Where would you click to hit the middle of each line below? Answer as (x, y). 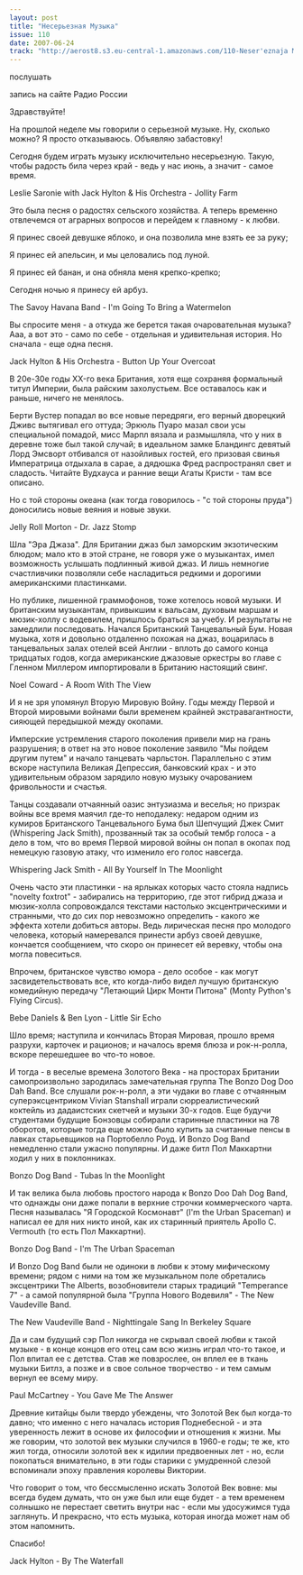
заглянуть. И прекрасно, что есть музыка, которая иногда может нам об (150, 1516)
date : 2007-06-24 (42, 43)
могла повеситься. (46, 954)
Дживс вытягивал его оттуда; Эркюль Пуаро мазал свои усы (128, 426)
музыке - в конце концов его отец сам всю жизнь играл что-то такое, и (147, 1350)
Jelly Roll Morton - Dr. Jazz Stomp (73, 527)
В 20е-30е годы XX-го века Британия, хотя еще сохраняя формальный (146, 379)
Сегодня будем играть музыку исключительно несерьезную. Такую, (142, 156)
